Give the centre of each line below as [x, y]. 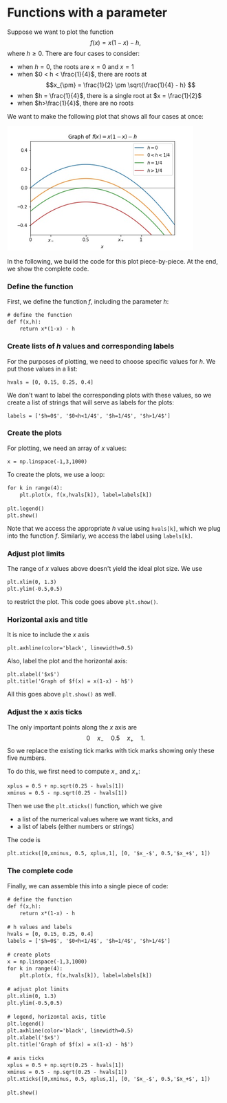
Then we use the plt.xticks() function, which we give [85, 806]
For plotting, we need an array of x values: [67, 448]
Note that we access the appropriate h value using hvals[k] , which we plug [114, 528]
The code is [24, 840]
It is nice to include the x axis [48, 635]
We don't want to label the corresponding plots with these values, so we [109, 395]
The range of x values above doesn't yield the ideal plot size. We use [105, 569]
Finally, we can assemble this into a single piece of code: [88, 886]
